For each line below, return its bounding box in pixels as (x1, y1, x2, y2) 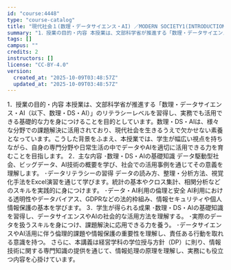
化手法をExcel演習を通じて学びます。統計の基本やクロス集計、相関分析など (7, 178, 221, 186)
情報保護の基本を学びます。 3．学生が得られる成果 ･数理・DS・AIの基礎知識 (7, 204, 223, 212)
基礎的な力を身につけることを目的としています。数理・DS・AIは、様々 (19, 118, 219, 126)
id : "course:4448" (7, 10, 60, 17)
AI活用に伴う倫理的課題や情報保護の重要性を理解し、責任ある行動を (19, 229, 212, 238)
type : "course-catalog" (7, 17, 76, 23)
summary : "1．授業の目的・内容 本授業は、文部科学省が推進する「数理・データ (7, 29, 203, 37)
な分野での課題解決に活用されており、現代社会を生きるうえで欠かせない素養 (7, 126, 223, 134)
